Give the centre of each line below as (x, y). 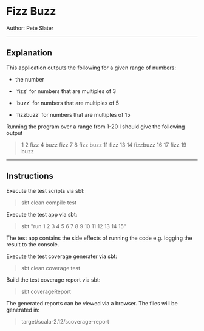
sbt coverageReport (46, 291)
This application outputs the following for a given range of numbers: (91, 68)
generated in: (23, 310)
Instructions (30, 176)
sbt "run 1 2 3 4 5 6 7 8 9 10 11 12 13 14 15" (73, 226)
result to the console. (33, 244)
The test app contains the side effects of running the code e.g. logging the (99, 238)
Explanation (29, 53)
